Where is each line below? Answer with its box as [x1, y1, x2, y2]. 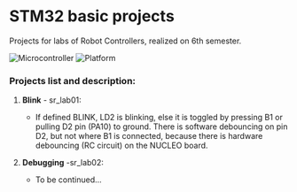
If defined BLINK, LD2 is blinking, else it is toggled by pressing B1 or [35, 112, 284, 123]
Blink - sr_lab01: [21, 95, 82, 105]
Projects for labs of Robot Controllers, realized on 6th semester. [9, 35, 242, 46]
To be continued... [35, 174, 102, 185]
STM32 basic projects [9, 6, 175, 27]
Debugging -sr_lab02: [21, 157, 104, 168]
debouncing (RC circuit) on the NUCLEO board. [35, 140, 208, 151]
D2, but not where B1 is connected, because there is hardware [35, 131, 263, 142]
